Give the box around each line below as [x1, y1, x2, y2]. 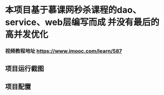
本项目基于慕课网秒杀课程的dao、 [5, 4, 141, 16]
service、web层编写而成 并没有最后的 [5, 17, 160, 28]
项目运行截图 [5, 64, 44, 72]
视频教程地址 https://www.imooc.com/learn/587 [5, 47, 122, 54]
